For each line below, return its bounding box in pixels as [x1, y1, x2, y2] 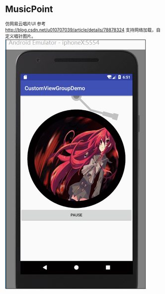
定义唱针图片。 [5, 33, 36, 39]
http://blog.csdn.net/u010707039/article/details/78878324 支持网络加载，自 [5, 26, 161, 33]
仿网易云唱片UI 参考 [5, 20, 46, 26]
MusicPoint [5, 3, 53, 15]
